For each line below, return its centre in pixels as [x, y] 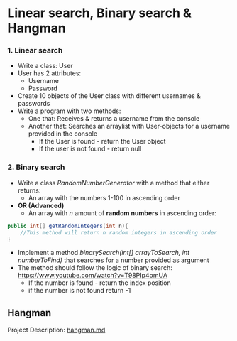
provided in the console [63, 134]
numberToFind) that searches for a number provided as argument [113, 260]
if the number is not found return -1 [79, 291]
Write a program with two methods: [69, 111]
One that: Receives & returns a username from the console [114, 119]
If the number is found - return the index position [100, 283]
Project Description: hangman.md [56, 330]
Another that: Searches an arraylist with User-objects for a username [129, 126]
